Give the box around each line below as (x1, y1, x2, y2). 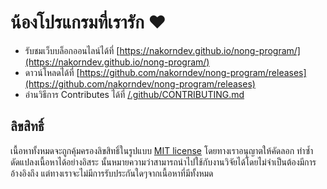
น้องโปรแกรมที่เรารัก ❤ (10, 11, 167, 34)
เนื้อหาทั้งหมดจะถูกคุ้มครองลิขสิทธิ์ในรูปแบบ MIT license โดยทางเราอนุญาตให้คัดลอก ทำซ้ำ (10, 144, 314, 156)
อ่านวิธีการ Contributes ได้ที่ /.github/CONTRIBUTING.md (24, 88, 245, 100)
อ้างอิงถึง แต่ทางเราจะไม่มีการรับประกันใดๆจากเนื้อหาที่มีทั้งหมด (10, 167, 214, 179)
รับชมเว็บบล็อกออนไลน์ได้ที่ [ (24, 44, 120, 56)
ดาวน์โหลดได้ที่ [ (24, 66, 80, 78)
